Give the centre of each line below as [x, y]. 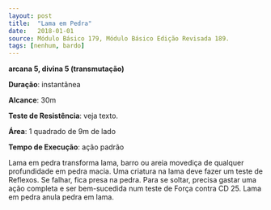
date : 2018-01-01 [41, 31]
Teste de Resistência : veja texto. [64, 116]
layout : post [30, 16]
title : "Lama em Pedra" [50, 23]
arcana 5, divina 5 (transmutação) [66, 69]
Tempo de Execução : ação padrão [66, 147]
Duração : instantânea [44, 85]
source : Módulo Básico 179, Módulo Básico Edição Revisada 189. [119, 38]
